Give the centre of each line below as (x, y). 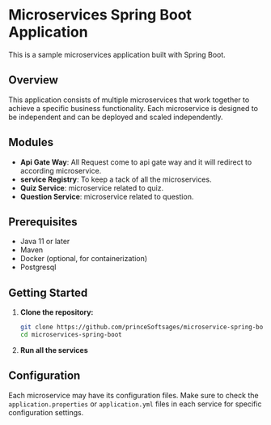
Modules (31, 142)
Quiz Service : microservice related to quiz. (92, 187)
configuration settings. (46, 412)
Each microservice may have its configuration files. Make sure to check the (133, 395)
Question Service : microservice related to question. (107, 196)
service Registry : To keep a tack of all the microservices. (116, 179)
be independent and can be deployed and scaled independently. (116, 117)
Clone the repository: (57, 312)
